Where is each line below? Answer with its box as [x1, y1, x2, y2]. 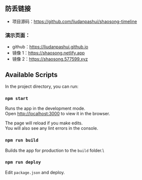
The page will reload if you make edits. [5, 120, 83, 126]
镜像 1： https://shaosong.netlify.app [12, 50, 85, 56]
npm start [5, 96, 28, 101]
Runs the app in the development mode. [5, 105, 85, 111]
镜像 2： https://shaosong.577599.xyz [12, 56, 88, 62]
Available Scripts [5, 70, 58, 79]
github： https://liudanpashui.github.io [12, 44, 89, 50]
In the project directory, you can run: [5, 83, 79, 89]
